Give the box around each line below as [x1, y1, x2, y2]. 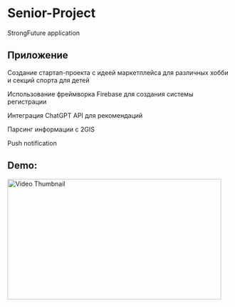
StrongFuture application [7, 29, 80, 37]
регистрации [7, 97, 47, 106]
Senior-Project [7, 5, 96, 21]
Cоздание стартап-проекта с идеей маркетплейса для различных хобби [7, 68, 229, 76]
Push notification [7, 139, 57, 147]
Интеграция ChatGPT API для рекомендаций [7, 111, 143, 119]
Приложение [7, 49, 69, 61]
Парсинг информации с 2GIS [7, 125, 95, 134]
